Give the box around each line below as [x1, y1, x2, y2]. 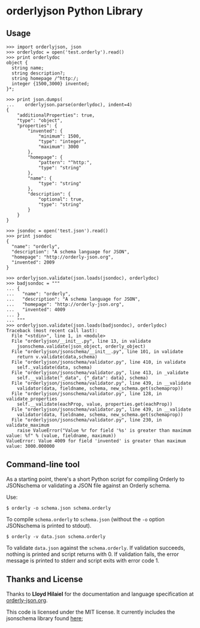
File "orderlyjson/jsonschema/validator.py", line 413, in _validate [11, 370, 189, 376]
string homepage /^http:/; [11, 76, 79, 82]
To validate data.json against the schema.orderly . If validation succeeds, [6, 544, 186, 551]
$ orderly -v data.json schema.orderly [6, 533, 106, 540]
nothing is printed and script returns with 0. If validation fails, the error [6, 551, 179, 558]
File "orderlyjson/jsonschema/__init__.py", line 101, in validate [11, 349, 184, 355]
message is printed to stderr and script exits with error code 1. [6, 557, 160, 564]
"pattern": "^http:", [38, 160, 93, 166]
